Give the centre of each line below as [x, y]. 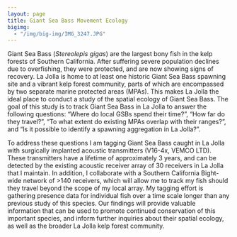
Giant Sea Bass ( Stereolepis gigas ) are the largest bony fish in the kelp [110, 54]
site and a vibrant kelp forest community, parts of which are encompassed [116, 84]
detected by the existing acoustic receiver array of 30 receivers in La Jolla [116, 166]
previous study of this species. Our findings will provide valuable [102, 204]
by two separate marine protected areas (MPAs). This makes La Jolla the [113, 92]
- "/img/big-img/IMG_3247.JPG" [60, 34]
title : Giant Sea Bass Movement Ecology [68, 21]
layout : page [27, 14]
